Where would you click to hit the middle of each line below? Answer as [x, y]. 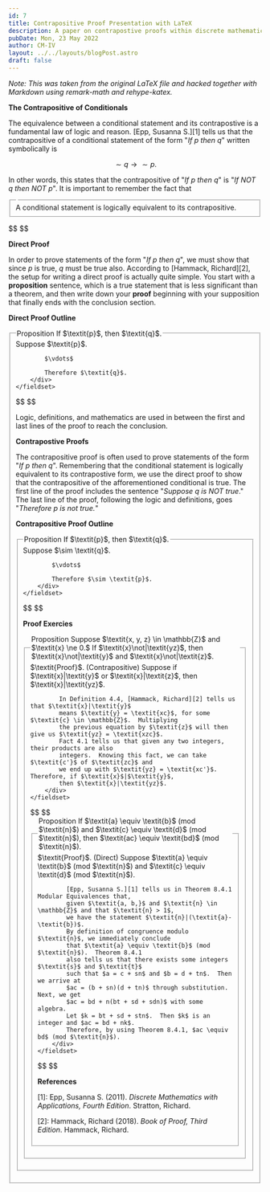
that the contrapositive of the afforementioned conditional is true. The [131, 483]
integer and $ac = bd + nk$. [86, 1023]
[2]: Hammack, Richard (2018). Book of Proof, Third [122, 1121]
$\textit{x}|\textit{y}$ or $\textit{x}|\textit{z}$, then [114, 676]
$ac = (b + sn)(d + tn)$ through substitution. [147, 988]
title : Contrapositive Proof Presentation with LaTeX [100, 23]
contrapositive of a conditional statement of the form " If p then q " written [129, 140]
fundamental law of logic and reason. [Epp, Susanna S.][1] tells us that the [131, 131]
